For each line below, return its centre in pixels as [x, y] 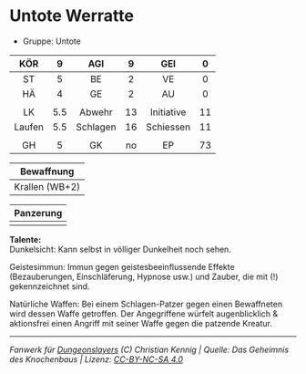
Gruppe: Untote [52, 41]
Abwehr [96, 112]
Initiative [168, 112]
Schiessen [168, 127]
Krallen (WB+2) [47, 186]
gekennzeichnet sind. [50, 286]
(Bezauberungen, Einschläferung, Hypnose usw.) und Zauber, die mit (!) [144, 276]
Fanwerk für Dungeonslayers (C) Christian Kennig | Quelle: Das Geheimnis [149, 349]
